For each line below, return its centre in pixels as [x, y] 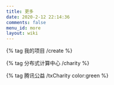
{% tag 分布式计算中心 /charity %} [48, 63]
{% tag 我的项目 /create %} [39, 51]
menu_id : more [24, 28]
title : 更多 [20, 11]
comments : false [26, 22]
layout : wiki [22, 33]
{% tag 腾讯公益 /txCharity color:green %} [58, 76]
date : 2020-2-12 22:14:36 [38, 17]
